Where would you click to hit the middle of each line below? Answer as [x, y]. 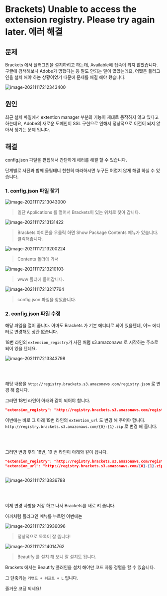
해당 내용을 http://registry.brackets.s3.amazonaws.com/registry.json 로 [80, 384]
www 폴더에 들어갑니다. [41, 279]
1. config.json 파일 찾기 [32, 191]
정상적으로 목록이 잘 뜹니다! [44, 536]
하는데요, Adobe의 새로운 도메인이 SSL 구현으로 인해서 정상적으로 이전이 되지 [80, 123]
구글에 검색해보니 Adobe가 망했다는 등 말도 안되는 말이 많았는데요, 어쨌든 [76, 71]
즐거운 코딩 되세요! [23, 588]
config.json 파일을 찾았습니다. [47, 299]
